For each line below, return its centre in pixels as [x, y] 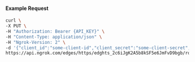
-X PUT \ [16, 26]
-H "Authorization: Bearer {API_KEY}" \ [55, 31]
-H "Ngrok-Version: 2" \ [36, 42]
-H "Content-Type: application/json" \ [54, 37]
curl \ [13, 20]
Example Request [27, 8]
